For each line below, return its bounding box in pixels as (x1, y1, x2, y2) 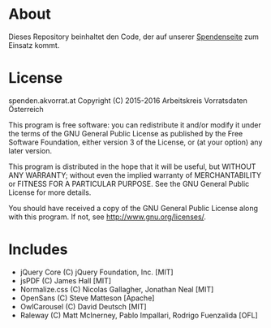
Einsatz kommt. (8, 40, 60, 50)
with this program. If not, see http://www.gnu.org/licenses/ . (8, 212, 207, 222)
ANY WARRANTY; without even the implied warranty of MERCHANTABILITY (8, 170, 262, 179)
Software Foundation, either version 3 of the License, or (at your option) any (8, 137, 263, 147)
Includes (8, 240, 68, 259)
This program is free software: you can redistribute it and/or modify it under (8, 119, 261, 130)
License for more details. (8, 188, 92, 197)
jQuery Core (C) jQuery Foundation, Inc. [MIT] (19, 267, 174, 277)
